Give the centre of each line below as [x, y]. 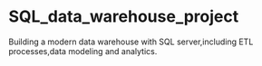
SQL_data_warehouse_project [124, 17]
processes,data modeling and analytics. [83, 51]
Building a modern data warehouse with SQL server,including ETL [131, 42]
